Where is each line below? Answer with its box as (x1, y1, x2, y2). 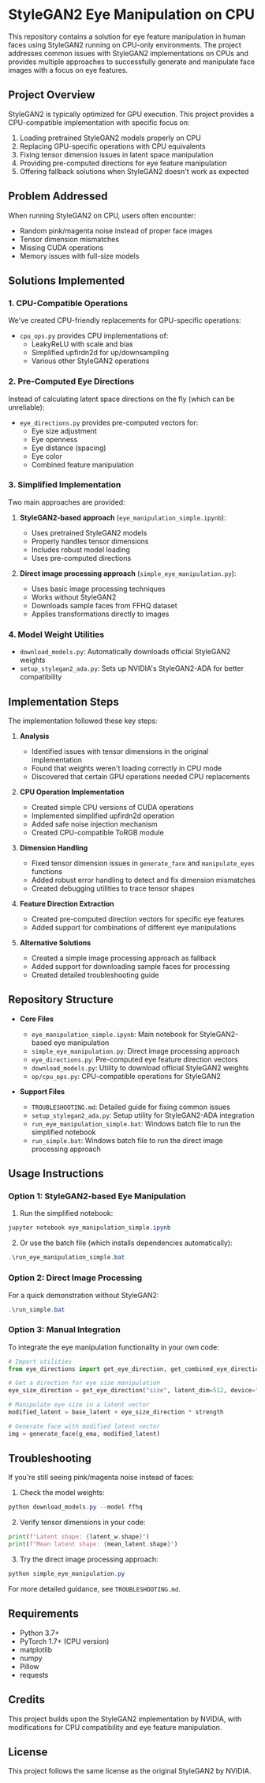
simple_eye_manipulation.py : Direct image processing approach (31, 1046, 240, 1055)
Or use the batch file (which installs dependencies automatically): (19, 1238, 233, 1247)
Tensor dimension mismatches (19, 234, 120, 244)
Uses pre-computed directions (31, 553, 132, 562)
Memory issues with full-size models (19, 251, 140, 260)
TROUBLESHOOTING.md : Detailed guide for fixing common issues (31, 1102, 230, 1111)
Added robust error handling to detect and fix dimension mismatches (31, 875, 256, 884)
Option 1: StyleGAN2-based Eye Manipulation (8, 1191, 186, 1202)
